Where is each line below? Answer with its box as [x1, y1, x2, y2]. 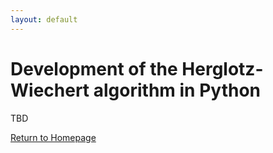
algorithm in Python [93, 79, 261, 101]
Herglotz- [181, 57, 264, 80]
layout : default [10, 14, 78, 25]
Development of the [10, 57, 178, 80]
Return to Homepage [10, 131, 97, 143]
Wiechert [10, 79, 90, 101]
